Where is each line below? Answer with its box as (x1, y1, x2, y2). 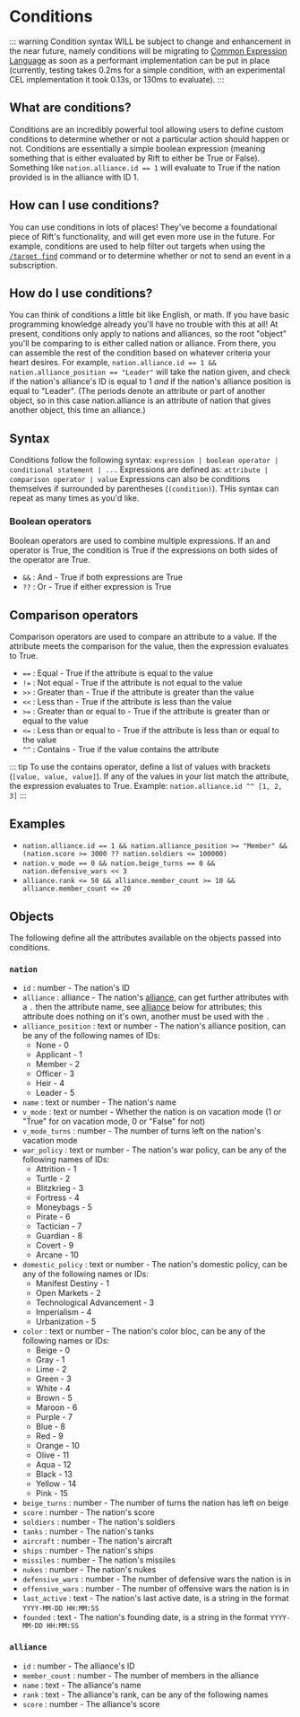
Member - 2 (35, 1059, 81, 1070)
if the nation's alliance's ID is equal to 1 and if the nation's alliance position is (9, 376, 292, 387)
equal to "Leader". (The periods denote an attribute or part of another (9, 386, 266, 397)
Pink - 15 (35, 1488, 69, 1499)
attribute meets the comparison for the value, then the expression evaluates (9, 641, 289, 652)
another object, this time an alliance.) (9, 405, 146, 416)
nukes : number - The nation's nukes (21, 1564, 157, 1575)
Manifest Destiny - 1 (35, 1278, 110, 1289)
